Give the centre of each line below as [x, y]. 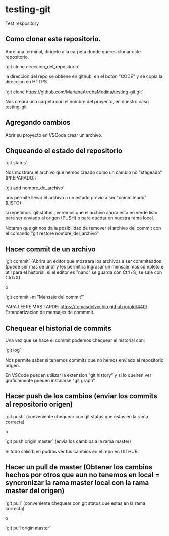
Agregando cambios [38, 123]
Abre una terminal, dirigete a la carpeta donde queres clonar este [73, 51]
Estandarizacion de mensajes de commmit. [50, 312]
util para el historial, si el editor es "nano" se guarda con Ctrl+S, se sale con [84, 272]
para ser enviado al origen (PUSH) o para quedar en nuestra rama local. [80, 218]
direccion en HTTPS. [27, 81]
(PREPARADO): [21, 178]
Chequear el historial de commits [59, 328]
